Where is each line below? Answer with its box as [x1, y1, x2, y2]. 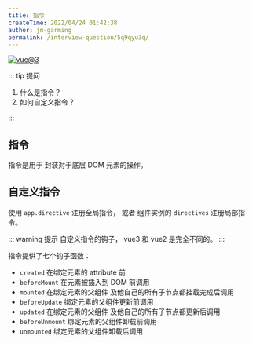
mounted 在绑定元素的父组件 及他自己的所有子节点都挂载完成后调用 [19, 287, 234, 297]
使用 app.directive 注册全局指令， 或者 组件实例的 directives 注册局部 [8, 207, 239, 217]
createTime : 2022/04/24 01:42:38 [8, 19, 118, 27]
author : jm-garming [8, 26, 72, 34]
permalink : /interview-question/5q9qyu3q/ [8, 33, 149, 42]
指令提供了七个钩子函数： [8, 250, 91, 260]
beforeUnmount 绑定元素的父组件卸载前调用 [19, 316, 157, 326]
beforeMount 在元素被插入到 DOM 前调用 [19, 277, 150, 286]
